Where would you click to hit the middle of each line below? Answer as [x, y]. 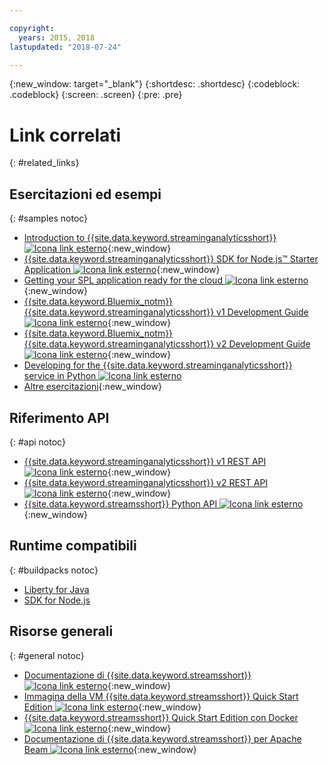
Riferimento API [59, 417]
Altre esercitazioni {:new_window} [92, 387]
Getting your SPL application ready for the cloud [123, 280]
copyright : [32, 28]
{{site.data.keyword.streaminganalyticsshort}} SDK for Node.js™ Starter [171, 259]
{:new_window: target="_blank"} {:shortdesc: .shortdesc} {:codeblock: [155, 84]
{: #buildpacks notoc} [54, 570]
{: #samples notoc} [49, 218]
